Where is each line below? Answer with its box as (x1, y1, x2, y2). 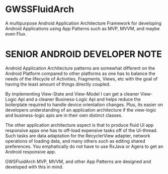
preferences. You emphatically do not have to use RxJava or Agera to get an (5, 143, 163, 149)
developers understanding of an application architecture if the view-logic (5, 107, 157, 113)
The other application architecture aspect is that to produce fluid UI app (5, 122, 154, 128)
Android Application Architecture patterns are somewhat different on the (5, 65, 155, 71)
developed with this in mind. (5, 163, 64, 169)
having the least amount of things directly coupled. (5, 81, 111, 87)
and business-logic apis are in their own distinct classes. (5, 112, 123, 118)
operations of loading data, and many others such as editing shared (5, 138, 146, 144)
